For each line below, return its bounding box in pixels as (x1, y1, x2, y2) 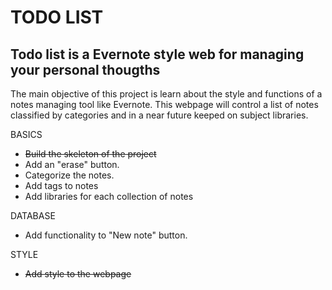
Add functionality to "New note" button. (24, 229, 188, 241)
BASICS (10, 129, 43, 140)
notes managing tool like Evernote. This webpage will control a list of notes (10, 99, 319, 110)
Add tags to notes (24, 180, 99, 191)
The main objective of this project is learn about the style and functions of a (10, 88, 323, 100)
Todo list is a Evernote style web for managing (10, 46, 305, 63)
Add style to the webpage (24, 268, 132, 280)
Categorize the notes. (24, 169, 115, 181)
